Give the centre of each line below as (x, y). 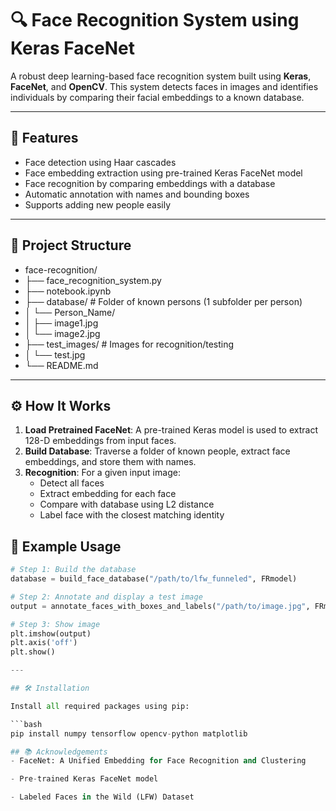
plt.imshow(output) (51, 633)
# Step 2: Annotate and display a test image (106, 597)
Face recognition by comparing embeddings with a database (150, 183)
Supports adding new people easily (98, 204)
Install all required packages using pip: (100, 706)
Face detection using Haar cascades (100, 162)
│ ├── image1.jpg (61, 323)
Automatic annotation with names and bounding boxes (137, 194)
